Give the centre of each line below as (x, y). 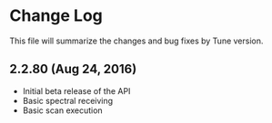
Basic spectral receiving (68, 100)
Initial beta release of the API (76, 90)
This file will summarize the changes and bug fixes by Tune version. (136, 41)
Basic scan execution (62, 110)
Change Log (56, 16)
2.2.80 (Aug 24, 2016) (73, 69)
